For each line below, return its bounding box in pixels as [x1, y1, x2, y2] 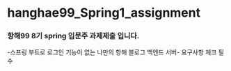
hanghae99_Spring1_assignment [7, 5, 200, 21]
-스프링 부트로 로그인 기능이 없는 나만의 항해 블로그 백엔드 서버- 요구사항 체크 [7, 48, 217, 56]
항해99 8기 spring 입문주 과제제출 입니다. [7, 31, 140, 41]
